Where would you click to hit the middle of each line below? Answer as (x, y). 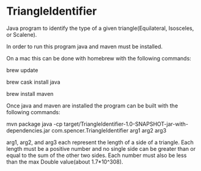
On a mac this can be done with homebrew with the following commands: (99, 58)
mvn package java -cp (35, 124)
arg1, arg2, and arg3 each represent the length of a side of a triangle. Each (100, 142)
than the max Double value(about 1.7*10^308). (65, 162)
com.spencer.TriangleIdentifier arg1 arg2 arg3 (109, 130)
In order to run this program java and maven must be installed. (85, 46)
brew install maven (30, 93)
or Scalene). (22, 34)
